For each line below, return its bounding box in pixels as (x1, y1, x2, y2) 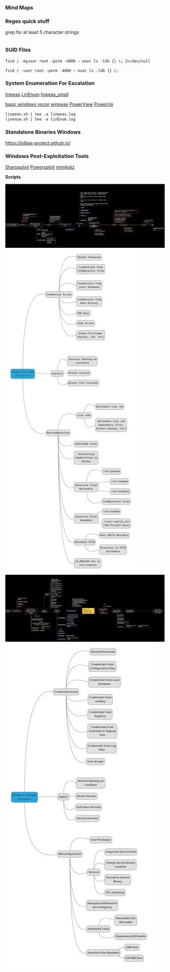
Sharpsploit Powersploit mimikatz (5, 164, 75, 170)
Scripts (5, 174, 21, 180)
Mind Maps (5, 4, 34, 11)
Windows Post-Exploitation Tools (5, 153, 89, 160)
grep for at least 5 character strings (5, 29, 79, 36)
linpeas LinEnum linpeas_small (5, 91, 69, 98)
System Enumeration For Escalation (5, 80, 95, 87)
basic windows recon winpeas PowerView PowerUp (5, 101, 114, 107)
